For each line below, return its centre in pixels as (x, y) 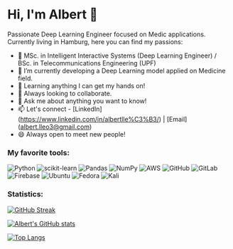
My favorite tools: (38, 152)
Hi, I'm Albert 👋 (53, 15)
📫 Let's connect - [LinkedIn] (60, 109)
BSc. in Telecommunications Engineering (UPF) (87, 63)
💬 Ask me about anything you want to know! (82, 101)
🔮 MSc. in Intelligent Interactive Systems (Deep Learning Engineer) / (117, 55)
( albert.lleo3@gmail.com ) (55, 127)
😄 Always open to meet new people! (71, 134)
